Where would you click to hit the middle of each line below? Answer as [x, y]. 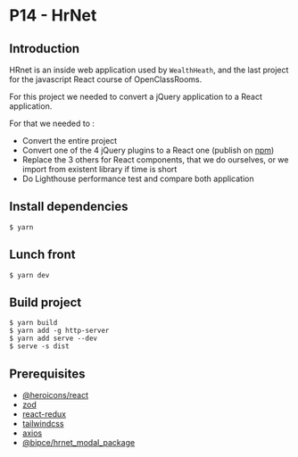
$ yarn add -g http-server [59, 331]
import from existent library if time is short [99, 169]
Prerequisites [47, 374]
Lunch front [42, 255]
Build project [46, 303]
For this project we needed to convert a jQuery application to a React [136, 96]
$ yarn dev [29, 275]
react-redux [44, 414]
